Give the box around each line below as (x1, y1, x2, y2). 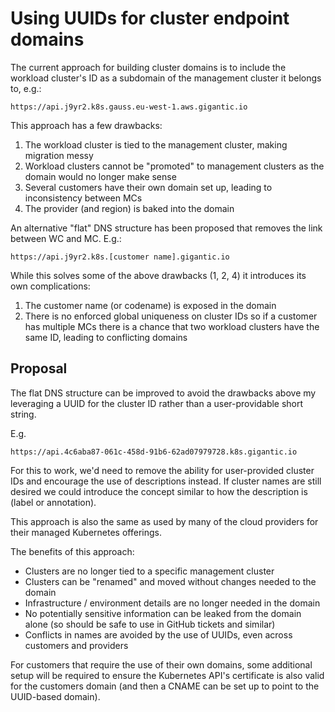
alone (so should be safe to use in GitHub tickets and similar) (24, 618, 276, 630)
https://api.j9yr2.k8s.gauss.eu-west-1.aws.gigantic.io (10, 102, 248, 112)
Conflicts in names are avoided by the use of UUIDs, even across (24, 628, 293, 641)
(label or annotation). (10, 496, 97, 508)
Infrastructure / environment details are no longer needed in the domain (24, 597, 321, 609)
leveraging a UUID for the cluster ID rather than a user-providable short (10, 397, 304, 409)
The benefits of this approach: (10, 545, 135, 557)
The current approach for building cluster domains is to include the (10, 61, 287, 73)
